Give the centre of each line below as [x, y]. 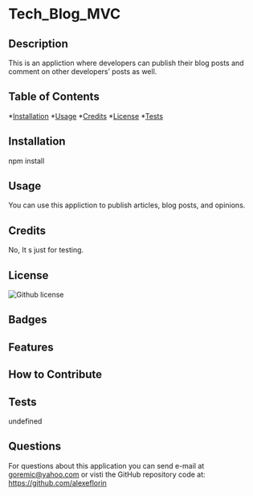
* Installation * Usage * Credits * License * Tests [86, 116]
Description [38, 44]
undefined [25, 421]
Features [31, 347]
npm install [27, 161]
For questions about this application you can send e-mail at [106, 465]
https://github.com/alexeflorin [57, 482]
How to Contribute [55, 375]
